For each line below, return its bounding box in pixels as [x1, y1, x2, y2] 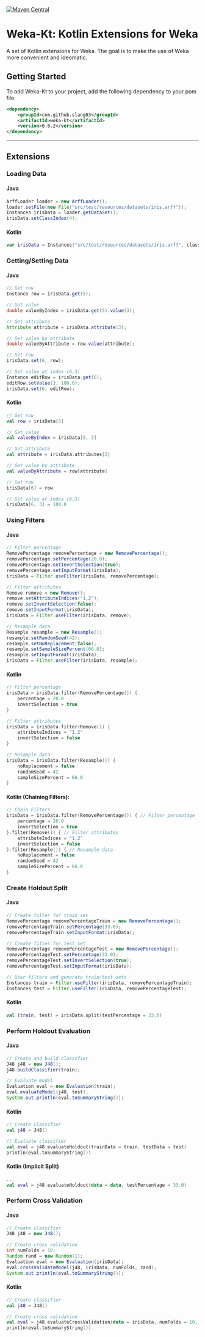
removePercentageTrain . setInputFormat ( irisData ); [6, 929, 135, 935]
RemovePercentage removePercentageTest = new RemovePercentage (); [6, 946, 179, 952]
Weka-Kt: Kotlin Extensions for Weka [6, 27, 198, 41]
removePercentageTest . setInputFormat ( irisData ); [6, 963, 132, 969]
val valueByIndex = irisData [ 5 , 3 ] [6, 435, 97, 441]
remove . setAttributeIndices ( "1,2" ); [6, 595, 99, 601]
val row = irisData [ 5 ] [6, 418, 64, 424]
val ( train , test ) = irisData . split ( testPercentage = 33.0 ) [6, 1012, 163, 1018]
